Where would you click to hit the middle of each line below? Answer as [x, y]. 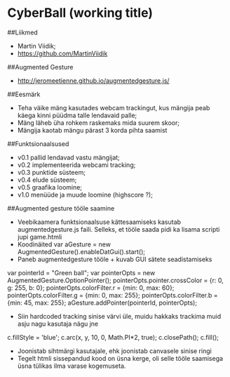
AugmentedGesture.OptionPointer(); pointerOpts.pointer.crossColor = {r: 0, [116, 280]
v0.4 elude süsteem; [47, 180]
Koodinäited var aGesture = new [64, 244]
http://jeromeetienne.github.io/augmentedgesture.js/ [93, 80]
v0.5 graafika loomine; [50, 187]
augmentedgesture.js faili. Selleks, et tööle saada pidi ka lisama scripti [119, 229]
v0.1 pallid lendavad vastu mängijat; [69, 157]
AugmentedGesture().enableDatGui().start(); [81, 251]
